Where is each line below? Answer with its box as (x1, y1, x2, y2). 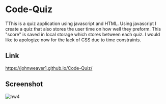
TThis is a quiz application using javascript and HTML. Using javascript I (5, 20, 157, 27)
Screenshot (5, 80, 43, 89)
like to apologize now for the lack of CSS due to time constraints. (5, 37, 142, 43)
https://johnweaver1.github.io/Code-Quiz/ (5, 65, 93, 71)
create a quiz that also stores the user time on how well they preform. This (5, 25, 161, 32)
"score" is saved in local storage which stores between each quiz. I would (5, 31, 160, 37)
